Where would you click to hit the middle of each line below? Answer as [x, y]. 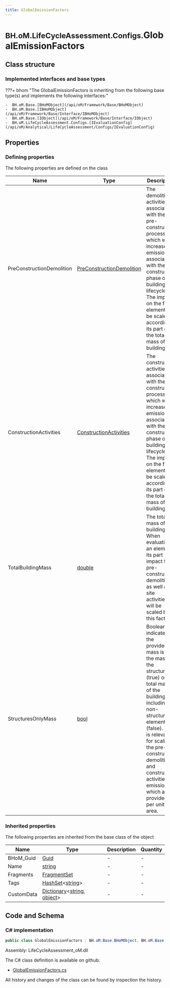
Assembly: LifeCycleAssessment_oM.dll [47, 950]
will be [154, 606]
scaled [154, 612]
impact [154, 561]
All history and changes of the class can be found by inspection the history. [84, 980]
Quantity [152, 850]
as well [154, 587]
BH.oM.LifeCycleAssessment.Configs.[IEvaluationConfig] [72, 122]
